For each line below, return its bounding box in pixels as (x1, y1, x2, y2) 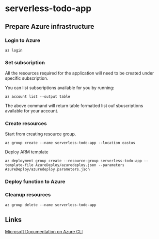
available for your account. (5, 108, 59, 114)
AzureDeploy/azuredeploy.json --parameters (35, 163, 125, 168)
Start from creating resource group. (5, 131, 76, 137)
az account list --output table (5, 94, 70, 99)
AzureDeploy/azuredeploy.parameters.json (5, 167, 90, 172)
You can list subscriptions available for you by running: (5, 85, 114, 91)
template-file (5, 163, 34, 168)
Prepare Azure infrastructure (5, 22, 95, 31)
